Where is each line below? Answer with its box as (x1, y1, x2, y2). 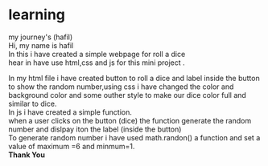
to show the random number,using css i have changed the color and (8, 82, 234, 91)
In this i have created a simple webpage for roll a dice (8, 49, 186, 59)
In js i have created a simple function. (8, 107, 133, 117)
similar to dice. (8, 99, 57, 108)
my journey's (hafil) (8, 32, 73, 42)
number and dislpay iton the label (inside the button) (8, 124, 182, 134)
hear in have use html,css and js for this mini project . (8, 58, 185, 67)
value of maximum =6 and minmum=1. (8, 141, 135, 151)
